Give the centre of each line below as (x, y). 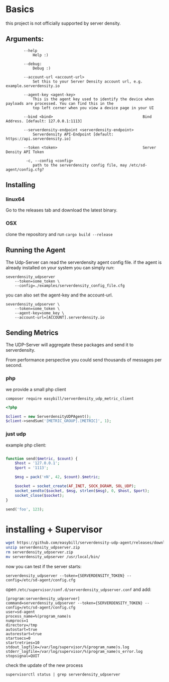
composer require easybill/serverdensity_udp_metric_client (70, 399)
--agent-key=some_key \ (40, 313)
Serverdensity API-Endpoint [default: (73, 134)
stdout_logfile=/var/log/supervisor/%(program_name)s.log (67, 647)
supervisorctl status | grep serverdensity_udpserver (63, 674)
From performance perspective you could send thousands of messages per (84, 360)
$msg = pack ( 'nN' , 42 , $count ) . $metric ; (57, 477)
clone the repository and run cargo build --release (59, 234)
